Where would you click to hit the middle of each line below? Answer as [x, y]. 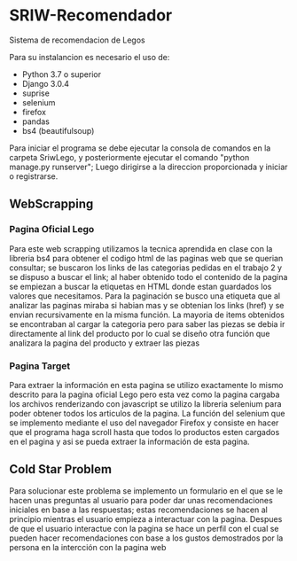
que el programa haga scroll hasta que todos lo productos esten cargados [145, 432]
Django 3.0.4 [45, 83]
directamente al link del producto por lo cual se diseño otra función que [140, 333]
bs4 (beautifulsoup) [58, 130]
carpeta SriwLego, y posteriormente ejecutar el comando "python [129, 157]
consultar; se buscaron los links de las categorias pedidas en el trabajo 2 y [145, 268]
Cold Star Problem [61, 469]
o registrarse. [34, 176]
